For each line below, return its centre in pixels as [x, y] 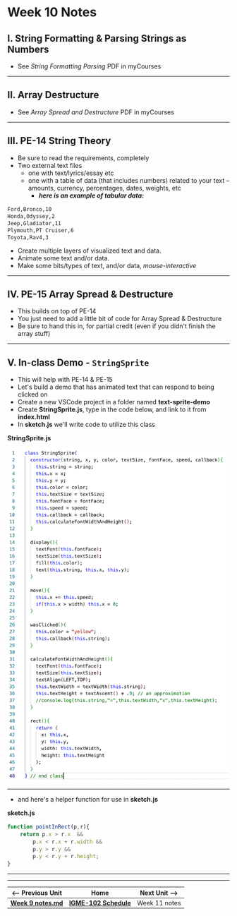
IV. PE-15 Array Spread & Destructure [90, 295]
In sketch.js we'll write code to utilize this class [86, 425]
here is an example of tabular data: [91, 195]
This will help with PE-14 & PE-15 [65, 380]
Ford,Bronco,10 [30, 209]
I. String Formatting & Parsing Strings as [97, 38]
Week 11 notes [159, 903]
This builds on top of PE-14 [57, 311]
